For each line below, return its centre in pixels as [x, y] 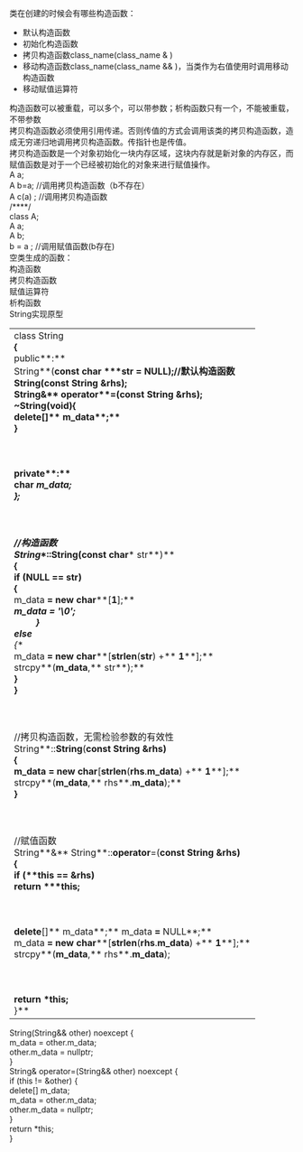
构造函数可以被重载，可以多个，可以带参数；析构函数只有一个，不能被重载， [151, 108]
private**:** [42, 474]
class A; [24, 216]
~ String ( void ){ [45, 406]
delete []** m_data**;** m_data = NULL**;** [113, 931]
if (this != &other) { [44, 1081]
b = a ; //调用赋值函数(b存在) [62, 246]
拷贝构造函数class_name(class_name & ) [97, 55]
